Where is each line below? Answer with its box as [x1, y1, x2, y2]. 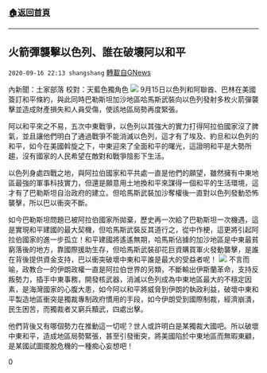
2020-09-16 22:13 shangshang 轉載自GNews [8, 68, 151, 77]
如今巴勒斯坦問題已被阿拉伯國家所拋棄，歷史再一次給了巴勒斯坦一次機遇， [8, 215, 252, 224]
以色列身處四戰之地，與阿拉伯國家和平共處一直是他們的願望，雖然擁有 [8, 169, 238, 178]
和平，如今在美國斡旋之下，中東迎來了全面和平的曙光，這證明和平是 [8, 142, 231, 151]
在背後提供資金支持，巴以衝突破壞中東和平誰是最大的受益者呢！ [8, 254, 217, 264]
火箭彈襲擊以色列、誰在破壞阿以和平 [8, 45, 186, 59]
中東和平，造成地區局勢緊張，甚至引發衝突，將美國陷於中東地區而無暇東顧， [8, 332, 259, 341]
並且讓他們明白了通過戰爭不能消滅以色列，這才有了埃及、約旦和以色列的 [21, 131, 259, 141]
